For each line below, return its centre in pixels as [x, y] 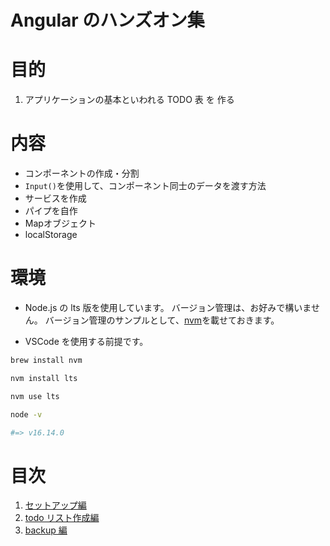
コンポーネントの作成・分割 [82, 173]
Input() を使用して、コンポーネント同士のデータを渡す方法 [145, 186]
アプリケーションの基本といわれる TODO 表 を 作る [129, 100]
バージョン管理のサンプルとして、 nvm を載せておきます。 [162, 320]
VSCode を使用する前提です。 [86, 341]
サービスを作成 [55, 198]
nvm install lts [44, 378]
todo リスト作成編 [62, 518]
